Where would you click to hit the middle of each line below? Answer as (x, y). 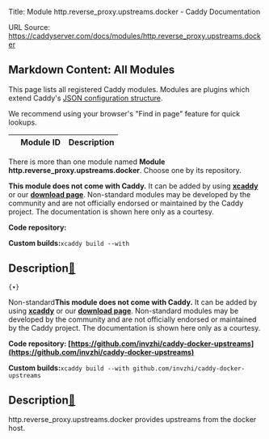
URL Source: (29, 27)
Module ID (40, 142)
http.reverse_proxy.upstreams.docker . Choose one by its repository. (125, 170)
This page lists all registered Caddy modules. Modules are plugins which (129, 89)
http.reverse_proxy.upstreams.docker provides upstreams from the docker (132, 420)
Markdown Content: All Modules (92, 70)
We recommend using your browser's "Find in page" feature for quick (124, 113)
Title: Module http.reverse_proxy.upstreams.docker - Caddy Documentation (134, 12)
